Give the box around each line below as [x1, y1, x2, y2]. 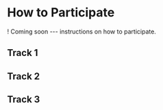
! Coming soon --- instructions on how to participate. [7, 27, 156, 36]
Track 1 [7, 47, 38, 59]
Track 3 [7, 94, 40, 105]
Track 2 [7, 70, 40, 82]
